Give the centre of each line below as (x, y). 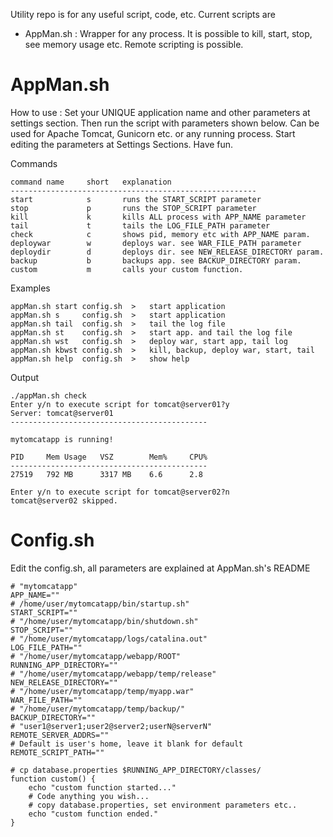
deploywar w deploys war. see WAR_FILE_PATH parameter (156, 243)
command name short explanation (91, 182)
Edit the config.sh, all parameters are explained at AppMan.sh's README (160, 568)
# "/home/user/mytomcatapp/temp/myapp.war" (102, 691)
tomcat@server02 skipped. (64, 500)
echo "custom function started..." (102, 787)
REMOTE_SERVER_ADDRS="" (60, 735)
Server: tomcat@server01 (62, 413)
